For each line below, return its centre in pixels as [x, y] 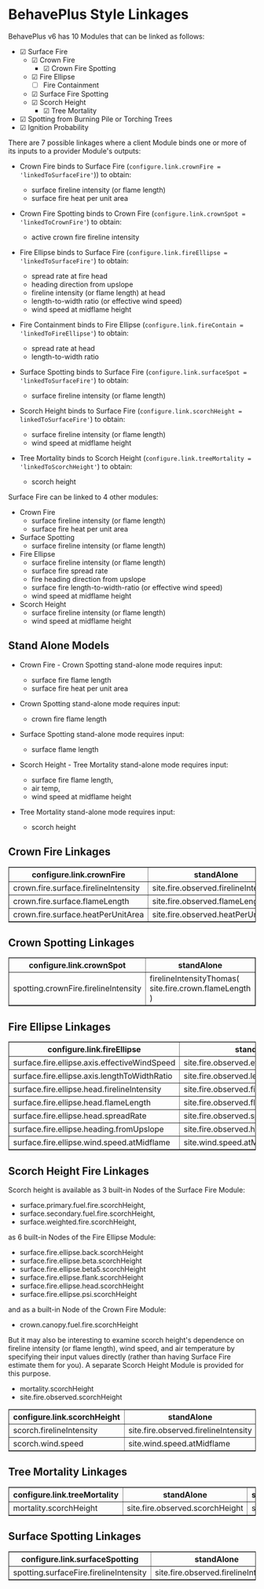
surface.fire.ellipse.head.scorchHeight [81, 1286]
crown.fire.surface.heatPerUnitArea [79, 914]
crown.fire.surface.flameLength [71, 901]
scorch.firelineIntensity [55, 1431]
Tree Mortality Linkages [68, 1472]
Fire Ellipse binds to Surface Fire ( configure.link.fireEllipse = [123, 252]
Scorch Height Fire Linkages [79, 1171]
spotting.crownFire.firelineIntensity [77, 988]
